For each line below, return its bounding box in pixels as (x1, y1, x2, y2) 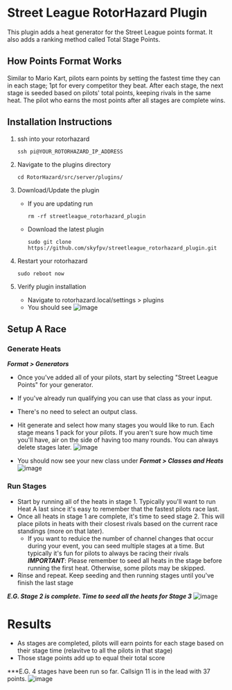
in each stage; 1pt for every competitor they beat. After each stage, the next (7, 81, 224, 90)
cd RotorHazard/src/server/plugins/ (17, 174, 123, 181)
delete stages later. (17, 443, 72, 452)
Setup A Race (7, 323, 67, 335)
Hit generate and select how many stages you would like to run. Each (17, 421, 215, 429)
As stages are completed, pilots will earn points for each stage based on (17, 639, 224, 648)
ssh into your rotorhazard (17, 134, 90, 143)
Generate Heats (7, 344, 61, 354)
